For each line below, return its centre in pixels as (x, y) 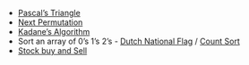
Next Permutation (50, 22)
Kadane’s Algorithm (54, 32)
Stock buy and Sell (52, 51)
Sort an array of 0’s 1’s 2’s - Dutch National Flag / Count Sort (129, 41)
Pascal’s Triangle (49, 13)
